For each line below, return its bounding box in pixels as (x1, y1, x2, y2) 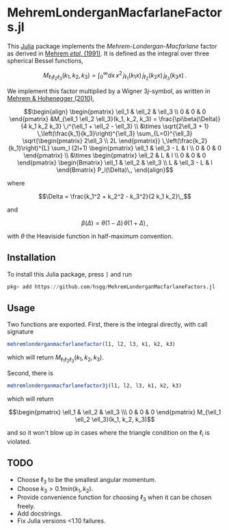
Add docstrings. (16, 509, 63, 518)
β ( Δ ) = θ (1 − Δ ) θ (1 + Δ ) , (81, 218, 149, 227)
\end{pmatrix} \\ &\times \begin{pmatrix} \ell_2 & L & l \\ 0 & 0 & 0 (23, 151, 206, 159)
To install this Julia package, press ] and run (7, 270, 132, 278)
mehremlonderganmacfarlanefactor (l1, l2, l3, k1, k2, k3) (7, 341, 176, 348)
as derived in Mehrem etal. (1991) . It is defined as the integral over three (7, 49, 210, 58)
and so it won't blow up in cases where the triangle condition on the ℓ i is (7, 429, 210, 438)
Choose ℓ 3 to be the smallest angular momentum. (16, 475, 157, 485)
